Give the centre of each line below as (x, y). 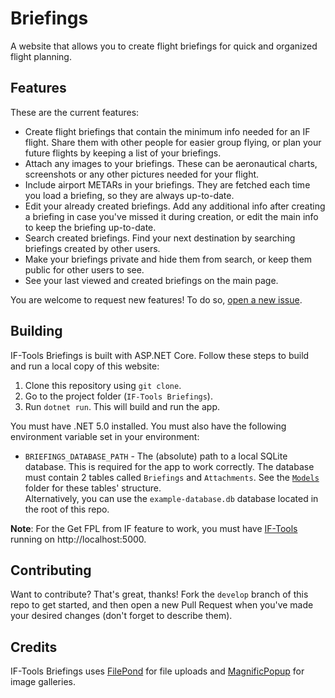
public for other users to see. (84, 269)
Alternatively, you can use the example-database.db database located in (171, 498)
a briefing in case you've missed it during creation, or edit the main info (171, 216)
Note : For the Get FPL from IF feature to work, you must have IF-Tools (154, 528)
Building (36, 331)
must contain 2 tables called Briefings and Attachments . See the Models (172, 477)
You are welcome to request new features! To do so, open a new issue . (156, 299)
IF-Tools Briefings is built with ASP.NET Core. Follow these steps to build (160, 355)
